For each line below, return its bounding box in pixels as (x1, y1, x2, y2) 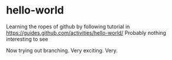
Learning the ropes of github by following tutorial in (6, 23, 130, 30)
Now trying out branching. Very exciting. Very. (6, 46, 118, 54)
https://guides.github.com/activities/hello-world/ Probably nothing (6, 29, 166, 36)
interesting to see (6, 35, 49, 42)
